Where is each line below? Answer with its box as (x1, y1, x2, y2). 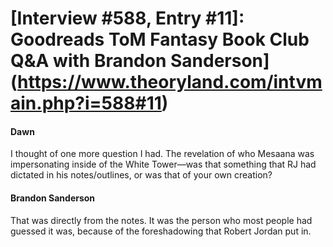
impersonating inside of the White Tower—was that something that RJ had (10, 158, 317, 171)
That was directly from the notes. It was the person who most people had (10, 214, 313, 226)
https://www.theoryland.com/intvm (17, 71, 323, 94)
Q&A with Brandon (10, 50, 167, 72)
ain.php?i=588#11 (10, 92, 162, 115)
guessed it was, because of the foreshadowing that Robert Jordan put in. (10, 225, 312, 237)
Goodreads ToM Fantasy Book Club (10, 28, 310, 51)
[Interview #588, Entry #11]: (10, 7, 245, 30)
